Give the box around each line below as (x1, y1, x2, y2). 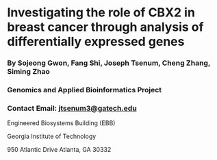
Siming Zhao (7, 67, 50, 77)
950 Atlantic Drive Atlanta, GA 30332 (7, 146, 112, 154)
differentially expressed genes (7, 34, 185, 49)
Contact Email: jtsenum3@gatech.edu (7, 103, 137, 113)
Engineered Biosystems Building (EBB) (7, 119, 116, 127)
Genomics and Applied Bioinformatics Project (7, 85, 162, 95)
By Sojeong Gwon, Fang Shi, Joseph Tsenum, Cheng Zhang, (7, 58, 211, 68)
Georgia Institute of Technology (7, 132, 97, 141)
